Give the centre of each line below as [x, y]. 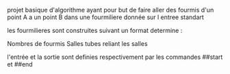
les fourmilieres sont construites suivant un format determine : [95, 30]
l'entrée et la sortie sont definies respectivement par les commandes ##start [115, 57]
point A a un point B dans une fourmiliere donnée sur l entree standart [105, 17]
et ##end [20, 64]
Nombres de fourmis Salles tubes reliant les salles [78, 44]
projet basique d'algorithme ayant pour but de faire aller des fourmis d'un [111, 10]
